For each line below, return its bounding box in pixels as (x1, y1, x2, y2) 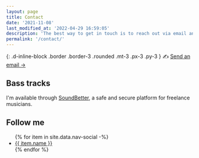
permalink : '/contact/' (6, 36, 65, 42)
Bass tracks (6, 78, 51, 89)
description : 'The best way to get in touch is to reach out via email (6, 31, 187, 37)
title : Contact (6, 14, 44, 20)
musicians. (6, 100, 33, 107)
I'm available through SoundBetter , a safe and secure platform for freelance (6, 94, 190, 101)
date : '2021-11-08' (6, 20, 54, 25)
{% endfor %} (14, 146, 49, 153)
